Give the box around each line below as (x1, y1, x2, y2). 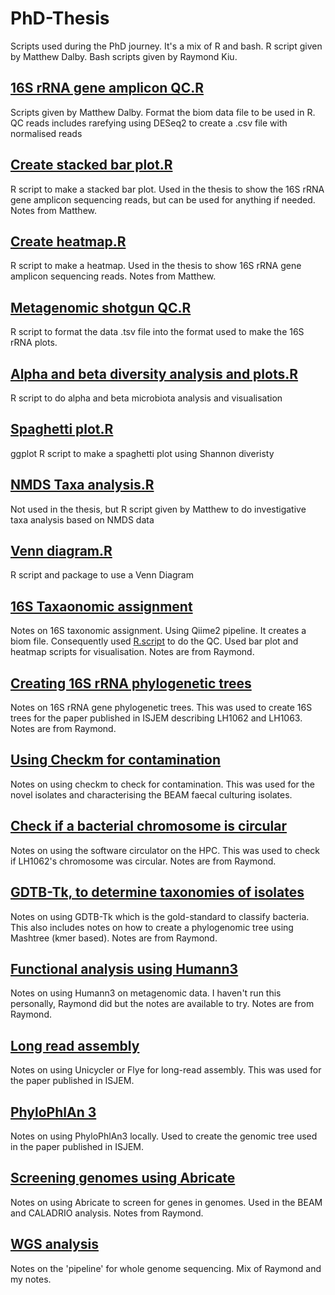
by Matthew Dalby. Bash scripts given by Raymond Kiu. (10, 50, 238, 62)
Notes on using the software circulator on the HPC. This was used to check (10, 844, 321, 856)
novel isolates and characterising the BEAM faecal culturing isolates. (10, 788, 293, 801)
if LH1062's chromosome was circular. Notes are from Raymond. (10, 855, 277, 867)
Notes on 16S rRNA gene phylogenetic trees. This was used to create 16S (10, 702, 313, 714)
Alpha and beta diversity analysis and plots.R (10, 365, 299, 382)
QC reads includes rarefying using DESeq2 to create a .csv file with (10, 117, 288, 129)
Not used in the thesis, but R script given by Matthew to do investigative (10, 503, 307, 515)
